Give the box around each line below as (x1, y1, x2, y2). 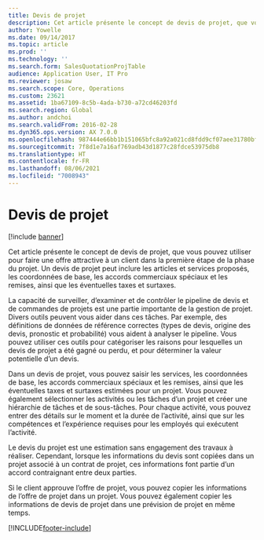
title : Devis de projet (8, 11, 86, 20)
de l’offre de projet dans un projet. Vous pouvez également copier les (8, 491, 233, 501)
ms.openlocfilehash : (8, 135, 76, 144)
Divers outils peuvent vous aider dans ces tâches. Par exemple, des (8, 312, 228, 322)
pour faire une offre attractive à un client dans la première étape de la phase (8, 255, 255, 265)
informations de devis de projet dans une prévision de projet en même (8, 499, 236, 509)
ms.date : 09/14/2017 (8, 33, 76, 42)
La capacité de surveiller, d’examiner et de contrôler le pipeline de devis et (8, 295, 249, 305)
